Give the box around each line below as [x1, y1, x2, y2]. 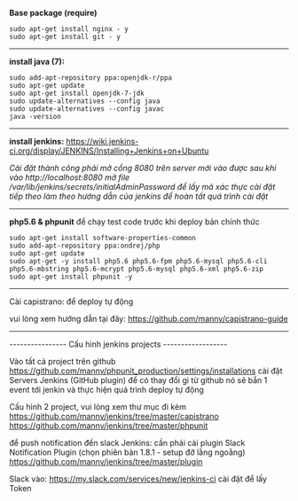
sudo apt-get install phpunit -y [9, 272, 133, 281]
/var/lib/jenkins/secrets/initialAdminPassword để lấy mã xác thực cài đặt [9, 182, 276, 192]
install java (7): [9, 57, 65, 67]
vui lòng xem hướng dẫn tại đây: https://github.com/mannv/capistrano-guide [9, 314, 288, 324]
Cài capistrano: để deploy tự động [9, 296, 134, 307]
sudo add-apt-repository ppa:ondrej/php [9, 241, 161, 250]
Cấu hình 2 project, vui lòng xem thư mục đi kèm [9, 402, 186, 411]
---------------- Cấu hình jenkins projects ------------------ [9, 339, 228, 349]
